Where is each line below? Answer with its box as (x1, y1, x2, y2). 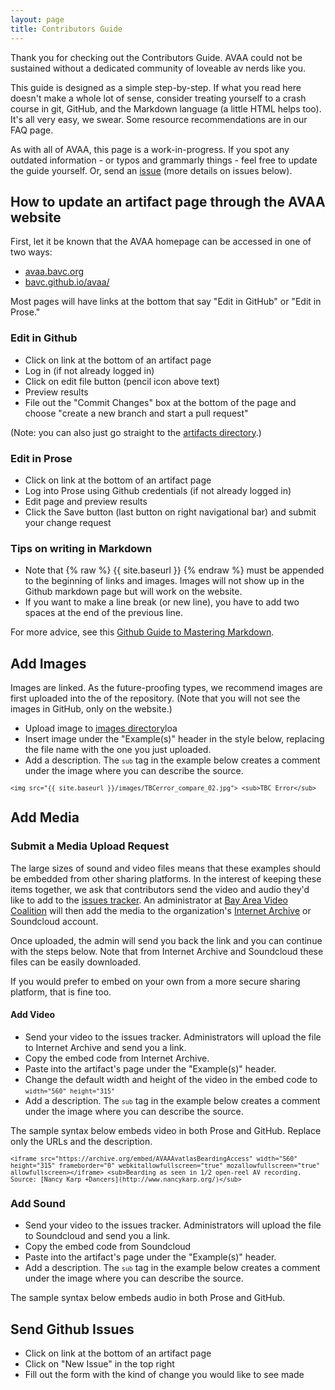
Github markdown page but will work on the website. (24, 586, 243, 598)
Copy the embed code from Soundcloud (24, 1241, 192, 1253)
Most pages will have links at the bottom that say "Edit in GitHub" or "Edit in (10, 296, 322, 308)
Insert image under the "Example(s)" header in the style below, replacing (24, 733, 325, 745)
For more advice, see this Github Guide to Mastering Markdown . (10, 626, 275, 638)
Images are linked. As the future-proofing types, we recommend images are (10, 682, 323, 694)
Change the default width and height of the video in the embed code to (24, 1073, 318, 1085)
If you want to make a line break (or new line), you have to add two (24, 596, 300, 608)
